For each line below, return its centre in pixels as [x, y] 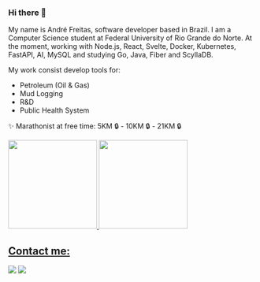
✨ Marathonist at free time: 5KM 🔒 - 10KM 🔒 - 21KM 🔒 [95, 126]
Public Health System [54, 110]
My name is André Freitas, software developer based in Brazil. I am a [119, 30]
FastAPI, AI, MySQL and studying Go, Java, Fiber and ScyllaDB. [111, 55]
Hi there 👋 [28, 13]
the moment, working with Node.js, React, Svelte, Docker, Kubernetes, [122, 46]
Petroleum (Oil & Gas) [55, 85]
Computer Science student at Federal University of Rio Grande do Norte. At [130, 38]
